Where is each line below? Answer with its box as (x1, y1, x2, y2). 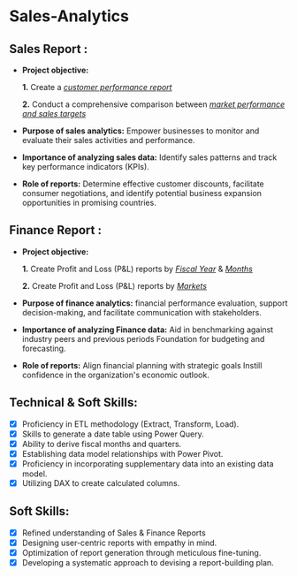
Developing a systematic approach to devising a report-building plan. (21, 558, 274, 567)
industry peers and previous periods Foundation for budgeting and (21, 333, 265, 344)
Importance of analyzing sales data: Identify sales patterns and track (21, 152, 278, 163)
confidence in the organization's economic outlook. (21, 369, 209, 380)
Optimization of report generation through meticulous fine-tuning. (21, 547, 262, 558)
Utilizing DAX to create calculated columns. (21, 477, 180, 488)
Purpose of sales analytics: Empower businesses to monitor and (21, 125, 260, 136)
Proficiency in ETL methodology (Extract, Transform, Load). (21, 418, 240, 429)
